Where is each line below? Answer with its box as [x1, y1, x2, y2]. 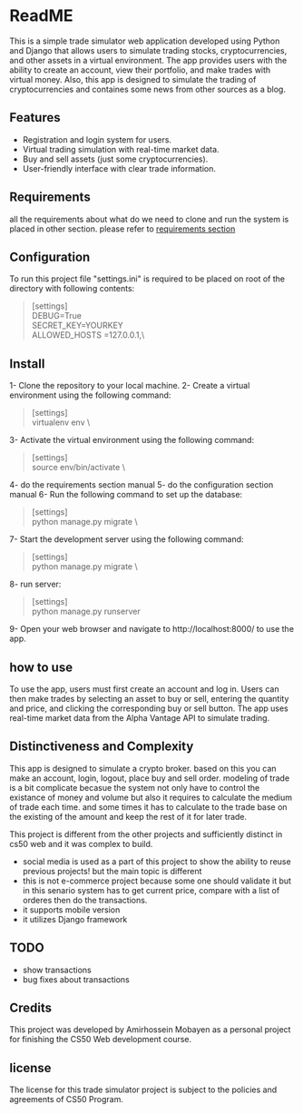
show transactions [22, 964, 93, 975]
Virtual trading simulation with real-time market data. [22, 143, 220, 154]
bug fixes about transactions [22, 973, 130, 985]
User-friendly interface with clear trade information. [22, 163, 216, 173]
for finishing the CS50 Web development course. [9, 1034, 192, 1045]
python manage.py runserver [31, 606, 141, 617]
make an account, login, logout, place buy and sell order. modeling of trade [9, 773, 290, 784]
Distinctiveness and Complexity [9, 739, 194, 754]
